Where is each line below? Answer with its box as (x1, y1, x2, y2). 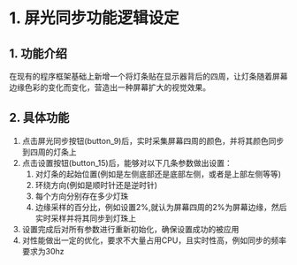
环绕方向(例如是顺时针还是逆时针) (34, 179, 157, 190)
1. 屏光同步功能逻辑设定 (9, 8, 179, 28)
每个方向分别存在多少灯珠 (34, 191, 129, 201)
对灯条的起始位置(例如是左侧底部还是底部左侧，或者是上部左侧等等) (34, 169, 281, 179)
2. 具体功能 (9, 110, 70, 125)
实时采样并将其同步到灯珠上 (34, 213, 137, 223)
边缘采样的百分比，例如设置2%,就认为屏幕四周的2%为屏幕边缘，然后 (34, 201, 287, 212)
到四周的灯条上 (21, 147, 77, 157)
